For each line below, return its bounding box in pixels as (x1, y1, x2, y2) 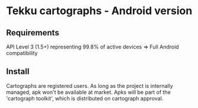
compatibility (6, 50, 38, 57)
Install (6, 67, 30, 77)
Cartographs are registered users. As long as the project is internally (6, 82, 173, 89)
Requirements (6, 28, 59, 38)
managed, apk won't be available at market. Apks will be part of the (6, 89, 171, 96)
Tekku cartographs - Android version (6, 4, 193, 18)
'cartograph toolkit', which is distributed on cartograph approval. (6, 94, 164, 102)
